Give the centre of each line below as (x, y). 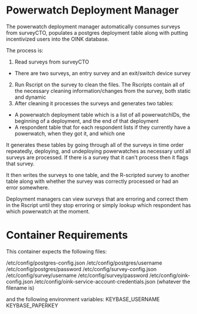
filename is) (20, 288)
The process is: (25, 50)
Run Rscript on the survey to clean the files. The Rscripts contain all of (99, 84)
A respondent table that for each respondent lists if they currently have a (102, 127)
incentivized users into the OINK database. (58, 39)
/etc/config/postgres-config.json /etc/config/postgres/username (84, 263)
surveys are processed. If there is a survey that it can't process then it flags (97, 157)
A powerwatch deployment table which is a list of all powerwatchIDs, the (102, 115)
